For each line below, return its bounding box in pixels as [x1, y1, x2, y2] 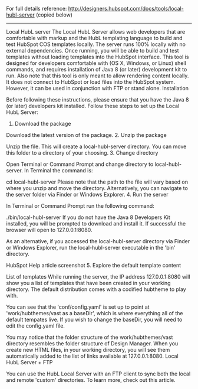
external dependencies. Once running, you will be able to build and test [6, 47, 179, 54]
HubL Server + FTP [6, 359, 53, 365]
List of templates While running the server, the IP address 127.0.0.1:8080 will [6, 273, 190, 280]
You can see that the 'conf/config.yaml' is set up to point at [6, 303, 150, 310]
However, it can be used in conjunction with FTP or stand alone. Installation [6, 85, 189, 91]
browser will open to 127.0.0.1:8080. [6, 227, 93, 233]
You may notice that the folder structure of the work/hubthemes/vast [6, 334, 173, 341]
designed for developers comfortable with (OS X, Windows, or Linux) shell [6, 60, 187, 67]
